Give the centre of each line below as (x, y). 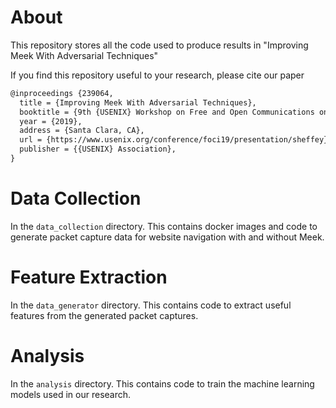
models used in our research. (71, 394)
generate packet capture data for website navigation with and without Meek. (167, 237)
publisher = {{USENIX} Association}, (98, 149)
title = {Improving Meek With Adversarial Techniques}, (138, 102)
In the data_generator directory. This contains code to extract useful (151, 305)
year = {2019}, (51, 121)
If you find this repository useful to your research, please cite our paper (157, 75)
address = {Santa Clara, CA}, (82, 131)
